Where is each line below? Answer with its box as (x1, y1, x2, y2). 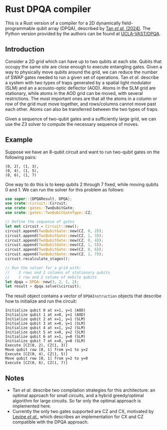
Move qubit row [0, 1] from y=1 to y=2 (5, 347, 88, 353)
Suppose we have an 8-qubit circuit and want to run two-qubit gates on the (5, 149, 160, 155)
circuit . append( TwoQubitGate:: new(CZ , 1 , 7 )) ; (5, 252, 104, 257)
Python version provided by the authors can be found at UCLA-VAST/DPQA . (5, 30, 161, 36)
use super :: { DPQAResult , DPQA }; (5, 196, 72, 201)
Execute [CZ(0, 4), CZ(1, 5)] (5, 352, 68, 357)
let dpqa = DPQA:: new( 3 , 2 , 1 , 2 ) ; (5, 279, 79, 284)
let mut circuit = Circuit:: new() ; (5, 224, 79, 229)
